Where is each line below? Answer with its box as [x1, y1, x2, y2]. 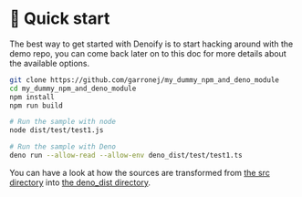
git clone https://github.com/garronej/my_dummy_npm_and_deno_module [9, 75, 280, 85]
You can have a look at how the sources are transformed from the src [9, 167, 271, 178]
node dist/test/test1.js [9, 126, 104, 135]
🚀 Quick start [9, 8, 110, 29]
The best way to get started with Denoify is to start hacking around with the [9, 38, 294, 49]
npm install [9, 92, 55, 101]
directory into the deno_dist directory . [9, 177, 151, 188]
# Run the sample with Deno [9, 142, 117, 151]
